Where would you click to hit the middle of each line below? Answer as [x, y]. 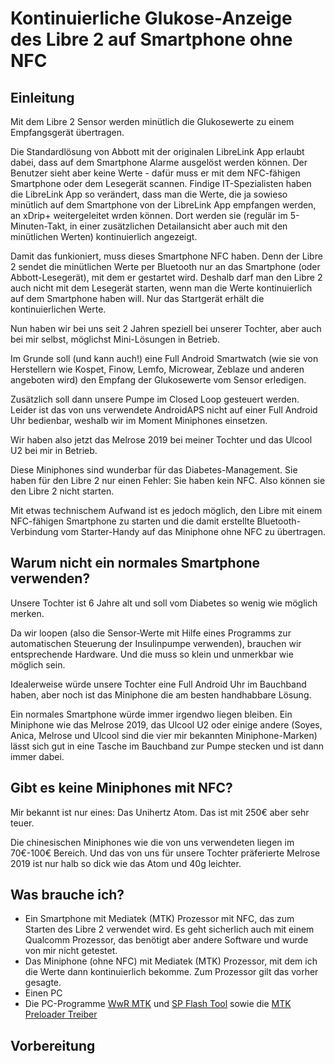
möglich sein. [38, 664]
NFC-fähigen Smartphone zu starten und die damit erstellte [132, 521]
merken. [27, 613]
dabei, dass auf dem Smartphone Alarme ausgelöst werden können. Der [159, 162]
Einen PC [43, 993]
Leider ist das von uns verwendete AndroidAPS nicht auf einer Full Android [164, 410]
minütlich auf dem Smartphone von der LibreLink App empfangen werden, [163, 205]
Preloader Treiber [61, 1014]
